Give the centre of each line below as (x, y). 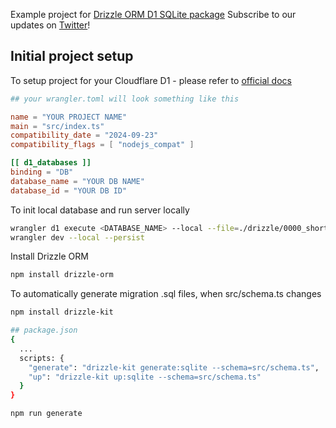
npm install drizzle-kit (62, 312)
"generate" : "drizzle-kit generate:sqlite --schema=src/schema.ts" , (174, 367)
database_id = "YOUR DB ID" (69, 190)
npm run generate (46, 414)
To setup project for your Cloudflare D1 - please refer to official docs (151, 80)
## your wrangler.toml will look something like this (125, 99)
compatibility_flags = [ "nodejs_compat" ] (102, 145)
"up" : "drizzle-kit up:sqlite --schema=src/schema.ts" (145, 377)
